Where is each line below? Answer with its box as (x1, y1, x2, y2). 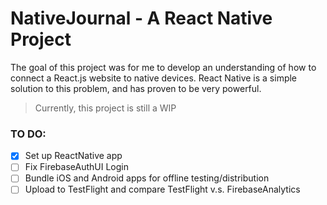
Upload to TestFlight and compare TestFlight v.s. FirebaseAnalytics (24, 183, 301, 196)
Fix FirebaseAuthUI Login (24, 161, 129, 173)
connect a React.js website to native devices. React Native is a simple (10, 72, 298, 84)
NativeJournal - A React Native (10, 7, 273, 30)
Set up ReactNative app (24, 150, 123, 162)
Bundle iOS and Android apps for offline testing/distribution (24, 172, 270, 184)
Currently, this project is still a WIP (34, 102, 177, 114)
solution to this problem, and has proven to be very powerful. (10, 82, 262, 94)
